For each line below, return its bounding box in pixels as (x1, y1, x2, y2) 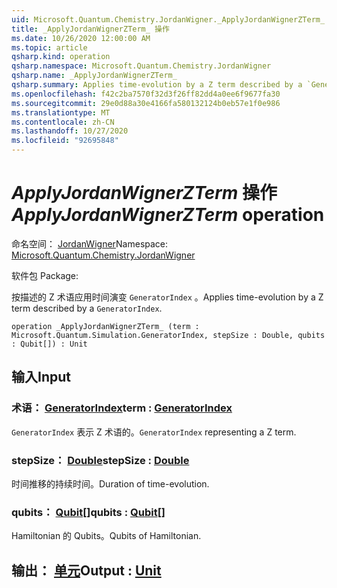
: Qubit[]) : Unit (11, 339, 88, 349)
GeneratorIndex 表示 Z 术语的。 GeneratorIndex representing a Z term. (11, 426, 297, 438)
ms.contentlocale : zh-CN (11, 117, 115, 127)
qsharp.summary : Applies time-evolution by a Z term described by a (11, 80, 303, 90)
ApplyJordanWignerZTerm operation (11, 204, 325, 226)
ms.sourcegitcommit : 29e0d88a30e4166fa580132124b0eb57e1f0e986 (11, 98, 281, 108)
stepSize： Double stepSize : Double (11, 453, 190, 467)
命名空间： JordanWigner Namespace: (11, 237, 169, 250)
